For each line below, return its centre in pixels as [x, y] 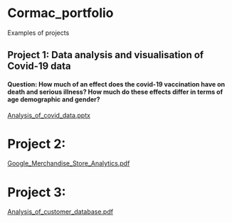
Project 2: [37, 144]
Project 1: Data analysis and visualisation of [106, 55]
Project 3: [37, 192]
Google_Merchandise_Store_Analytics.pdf [69, 163]
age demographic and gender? [54, 99]
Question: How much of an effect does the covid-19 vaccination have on [116, 84]
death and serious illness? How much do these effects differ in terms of [115, 92]
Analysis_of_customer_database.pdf [60, 212]
